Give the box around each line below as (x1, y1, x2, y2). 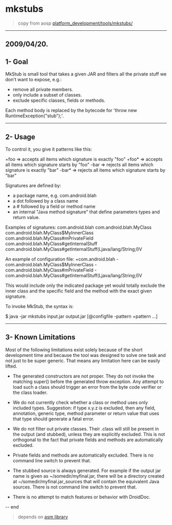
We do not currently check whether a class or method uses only (12, 399, 148, 405)
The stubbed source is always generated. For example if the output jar (12, 467, 161, 474)
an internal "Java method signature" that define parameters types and (12, 209, 160, 215)
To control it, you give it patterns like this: (5, 146, 92, 152)
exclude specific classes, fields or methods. (12, 97, 106, 103)
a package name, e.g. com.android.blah (12, 192, 97, 198)
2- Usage (5, 132, 36, 141)
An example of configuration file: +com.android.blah (5, 256, 116, 262)
